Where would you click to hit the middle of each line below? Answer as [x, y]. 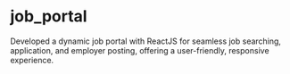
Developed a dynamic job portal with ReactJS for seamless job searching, [146, 41]
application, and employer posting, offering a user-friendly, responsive [140, 50]
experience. [32, 60]
